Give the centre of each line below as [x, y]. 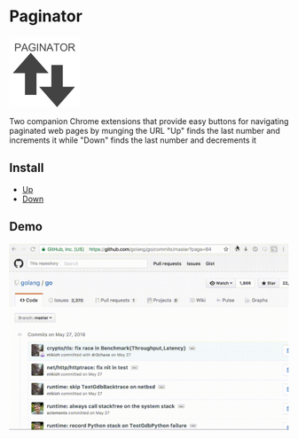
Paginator [46, 16]
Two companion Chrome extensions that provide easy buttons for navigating [149, 121]
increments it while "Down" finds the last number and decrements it [133, 140]
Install [27, 168]
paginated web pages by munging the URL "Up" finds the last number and [145, 130]
